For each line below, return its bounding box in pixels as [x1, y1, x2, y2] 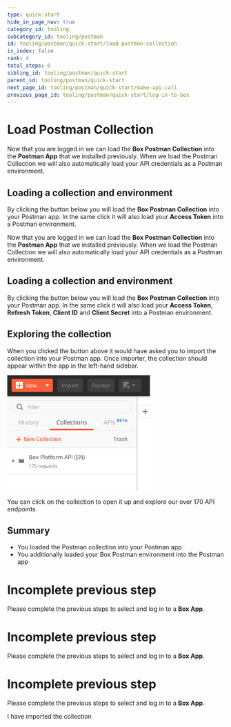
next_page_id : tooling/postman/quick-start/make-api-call [7, 84, 177, 91]
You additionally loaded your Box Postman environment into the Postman [17, 550, 224, 559]
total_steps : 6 [7, 62, 51, 69]
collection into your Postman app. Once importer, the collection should [7, 354, 208, 362]
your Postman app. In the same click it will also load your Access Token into [7, 213, 224, 220]
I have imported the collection [7, 712, 92, 721]
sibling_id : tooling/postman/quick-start [7, 69, 128, 76]
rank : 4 [7, 55, 30, 62]
